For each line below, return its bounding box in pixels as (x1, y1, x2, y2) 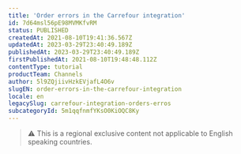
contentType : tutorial (8, 63, 83, 71)
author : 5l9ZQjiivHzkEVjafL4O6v (8, 77, 115, 85)
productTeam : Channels (8, 70, 83, 78)
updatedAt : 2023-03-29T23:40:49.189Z (8, 41, 133, 49)
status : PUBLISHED (8, 26, 69, 34)
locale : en (8, 92, 44, 100)
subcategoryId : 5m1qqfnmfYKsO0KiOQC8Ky (8, 107, 140, 115)
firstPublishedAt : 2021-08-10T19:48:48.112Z (8, 56, 157, 64)
